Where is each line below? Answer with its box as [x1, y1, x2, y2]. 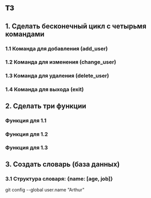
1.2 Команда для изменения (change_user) [5, 59, 117, 66]
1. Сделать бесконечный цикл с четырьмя [5, 22, 147, 31]
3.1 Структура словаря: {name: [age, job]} [5, 175, 113, 182]
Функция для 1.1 [5, 117, 47, 124]
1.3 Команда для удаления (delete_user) [5, 72, 109, 79]
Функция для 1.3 [5, 144, 48, 151]
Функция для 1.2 [5, 130, 48, 137]
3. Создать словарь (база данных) [5, 160, 120, 168]
